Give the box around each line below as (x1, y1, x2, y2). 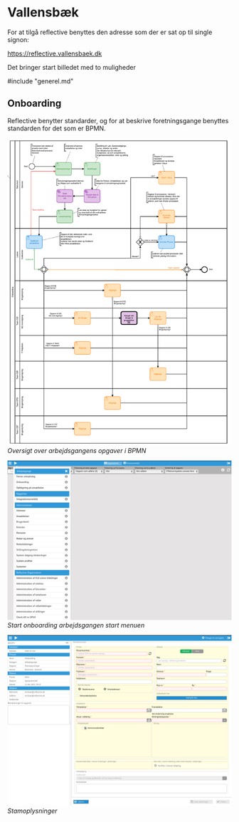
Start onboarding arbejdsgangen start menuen (7, 620, 145, 629)
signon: (7, 35, 30, 43)
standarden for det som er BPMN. (7, 124, 106, 132)
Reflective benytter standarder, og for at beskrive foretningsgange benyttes (7, 116, 229, 125)
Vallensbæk (7, 4, 80, 21)
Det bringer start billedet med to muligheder (7, 63, 137, 71)
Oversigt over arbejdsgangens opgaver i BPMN (7, 446, 147, 454)
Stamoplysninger (7, 806, 58, 816)
